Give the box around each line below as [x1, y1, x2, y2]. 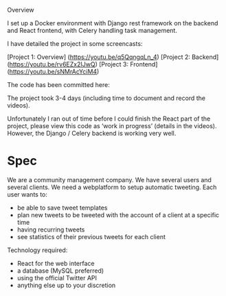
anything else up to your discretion [16, 281, 116, 289]
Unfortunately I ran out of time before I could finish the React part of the [7, 114, 211, 123]
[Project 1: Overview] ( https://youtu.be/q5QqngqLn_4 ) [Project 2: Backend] [7, 53, 219, 61]
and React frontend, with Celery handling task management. [7, 27, 177, 34]
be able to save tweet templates [16, 203, 108, 212]
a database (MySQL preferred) [16, 267, 104, 275]
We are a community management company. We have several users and [7, 175, 212, 184]
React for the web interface [16, 259, 95, 267]
